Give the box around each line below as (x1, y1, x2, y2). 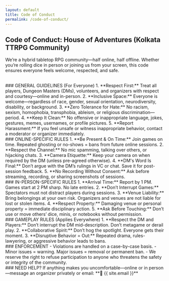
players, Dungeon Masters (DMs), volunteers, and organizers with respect (5, 88, 159, 94)
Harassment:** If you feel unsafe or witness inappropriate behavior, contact (5, 126, 163, 132)
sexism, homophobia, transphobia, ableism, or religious (5, 109, 120, 116)
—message (5, 270, 29, 276)
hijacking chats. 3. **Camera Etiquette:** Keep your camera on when (5, 152, 150, 158)
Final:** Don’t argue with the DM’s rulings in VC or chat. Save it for (5, 163, 143, 169)
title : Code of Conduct (5, 12, 55, 17)
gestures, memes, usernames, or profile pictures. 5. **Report (5, 120, 134, 126)
